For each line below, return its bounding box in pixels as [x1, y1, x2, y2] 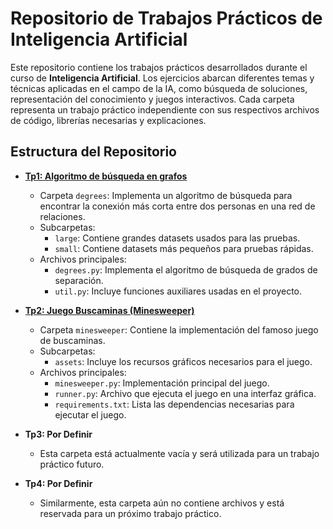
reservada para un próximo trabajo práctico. [39, 507, 222, 519]
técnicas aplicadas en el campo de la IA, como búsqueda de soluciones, [10, 82, 308, 94]
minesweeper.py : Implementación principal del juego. [54, 377, 270, 389]
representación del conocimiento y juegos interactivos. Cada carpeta [10, 93, 295, 105]
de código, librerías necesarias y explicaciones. [10, 114, 207, 126]
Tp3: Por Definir [24, 428, 93, 440]
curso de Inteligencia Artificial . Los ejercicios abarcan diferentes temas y [10, 72, 315, 84]
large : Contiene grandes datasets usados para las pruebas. [54, 232, 301, 244]
